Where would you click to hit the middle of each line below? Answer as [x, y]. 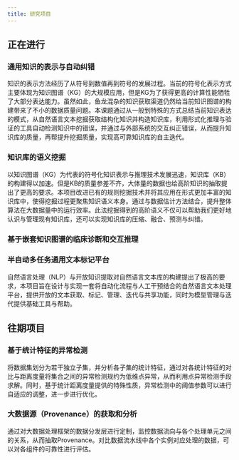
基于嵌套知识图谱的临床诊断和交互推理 [73, 239]
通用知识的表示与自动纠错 [51, 66]
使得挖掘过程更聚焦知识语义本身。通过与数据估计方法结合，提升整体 [132, 201]
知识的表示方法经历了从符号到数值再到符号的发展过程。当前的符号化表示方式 [119, 83]
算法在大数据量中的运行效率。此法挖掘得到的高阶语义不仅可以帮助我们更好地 [119, 210]
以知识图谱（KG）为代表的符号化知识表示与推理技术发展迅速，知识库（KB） [118, 174]
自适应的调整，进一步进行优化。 [54, 394]
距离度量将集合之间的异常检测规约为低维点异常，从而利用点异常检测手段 [126, 376]
